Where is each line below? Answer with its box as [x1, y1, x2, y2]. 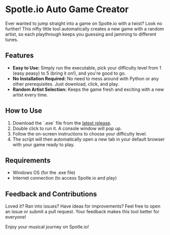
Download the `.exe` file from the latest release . [12, 120, 112, 126]
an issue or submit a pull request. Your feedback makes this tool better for [5, 209, 160, 215]
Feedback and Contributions [5, 189, 97, 198]
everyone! [5, 214, 26, 220]
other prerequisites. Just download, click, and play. [12, 81, 119, 87]
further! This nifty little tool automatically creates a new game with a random [5, 25, 164, 31]
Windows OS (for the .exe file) [12, 170, 76, 176]
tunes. [5, 37, 19, 43]
